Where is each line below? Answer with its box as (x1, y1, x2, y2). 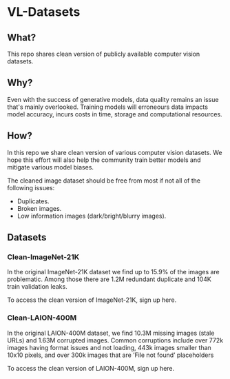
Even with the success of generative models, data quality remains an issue (7, 95, 219, 103)
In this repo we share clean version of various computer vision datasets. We (7, 148, 222, 156)
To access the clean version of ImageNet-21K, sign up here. (7, 296, 177, 304)
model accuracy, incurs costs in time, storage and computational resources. (7, 110, 222, 118)
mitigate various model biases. (7, 163, 94, 171)
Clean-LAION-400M (7, 313, 77, 322)
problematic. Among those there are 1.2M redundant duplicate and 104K (7, 275, 211, 283)
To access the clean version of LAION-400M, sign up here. (7, 364, 175, 372)
